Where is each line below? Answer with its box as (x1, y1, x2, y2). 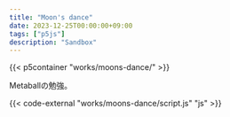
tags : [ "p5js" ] (9, 29, 66, 38)
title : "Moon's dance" (9, 12, 93, 22)
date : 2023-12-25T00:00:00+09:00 (9, 21, 133, 30)
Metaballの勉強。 (9, 81, 73, 91)
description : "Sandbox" (9, 37, 98, 47)
